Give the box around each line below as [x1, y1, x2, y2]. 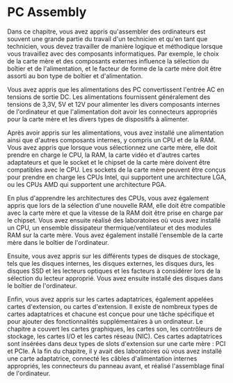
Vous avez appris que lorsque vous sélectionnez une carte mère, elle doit [7, 143, 218, 151]
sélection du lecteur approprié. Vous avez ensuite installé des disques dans [7, 273, 224, 283]
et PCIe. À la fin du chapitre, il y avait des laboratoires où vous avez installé [7, 347, 223, 355]
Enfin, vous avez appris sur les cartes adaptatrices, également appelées [7, 294, 214, 303]
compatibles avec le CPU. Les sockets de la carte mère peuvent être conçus [7, 165, 226, 174]
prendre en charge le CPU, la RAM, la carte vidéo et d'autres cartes [7, 151, 200, 159]
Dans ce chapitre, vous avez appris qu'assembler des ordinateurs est [7, 27, 206, 36]
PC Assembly [7, 4, 87, 20]
